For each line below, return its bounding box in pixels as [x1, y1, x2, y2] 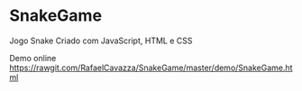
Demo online [9, 52, 57, 63]
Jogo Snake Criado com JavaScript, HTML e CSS [9, 35, 193, 46]
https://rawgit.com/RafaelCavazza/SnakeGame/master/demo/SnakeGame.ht [9, 62, 293, 73]
